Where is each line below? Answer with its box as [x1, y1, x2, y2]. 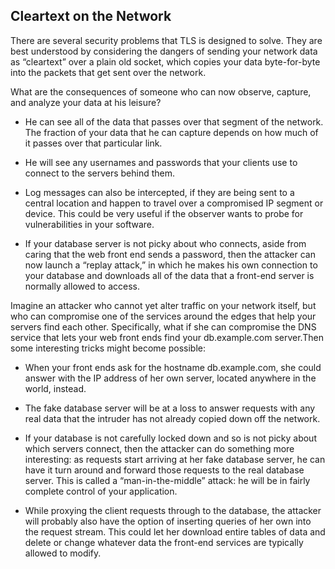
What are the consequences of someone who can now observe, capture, [10, 85, 312, 98]
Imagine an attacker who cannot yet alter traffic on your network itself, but [10, 299, 317, 311]
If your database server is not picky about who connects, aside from [24, 237, 307, 249]
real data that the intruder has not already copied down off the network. [24, 412, 321, 424]
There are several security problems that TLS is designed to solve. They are [10, 34, 323, 46]
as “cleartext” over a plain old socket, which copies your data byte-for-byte [10, 55, 321, 68]
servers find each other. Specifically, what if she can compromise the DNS [10, 320, 317, 333]
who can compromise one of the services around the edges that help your [10, 310, 317, 322]
